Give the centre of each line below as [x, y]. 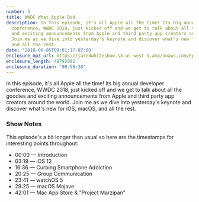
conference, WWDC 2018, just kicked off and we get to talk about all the [94, 90]
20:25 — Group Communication [54, 174]
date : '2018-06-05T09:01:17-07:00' [50, 50]
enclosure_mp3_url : [30, 56]
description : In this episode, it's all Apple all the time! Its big [94, 23]
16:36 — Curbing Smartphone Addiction [63, 167]
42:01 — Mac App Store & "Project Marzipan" [70, 193]
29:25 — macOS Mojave [44, 186]
